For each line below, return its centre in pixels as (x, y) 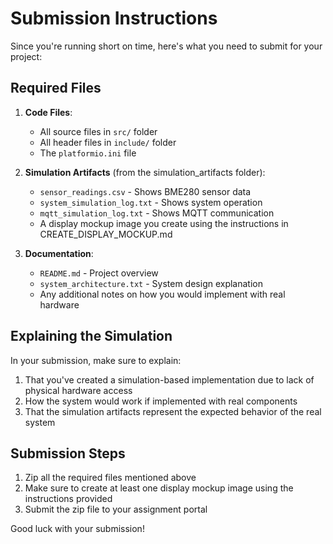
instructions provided (68, 499)
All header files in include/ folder (108, 142)
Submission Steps (68, 453)
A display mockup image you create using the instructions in (164, 223)
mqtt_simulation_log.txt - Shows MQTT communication (157, 213)
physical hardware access (78, 390)
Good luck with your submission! (77, 529)
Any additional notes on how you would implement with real (162, 294)
